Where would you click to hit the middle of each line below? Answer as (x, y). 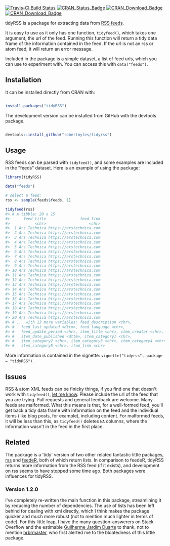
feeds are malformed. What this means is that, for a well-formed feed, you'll (84, 405)
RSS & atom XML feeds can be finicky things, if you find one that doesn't (81, 389)
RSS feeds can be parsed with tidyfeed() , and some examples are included (84, 162)
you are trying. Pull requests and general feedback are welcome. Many (79, 399)
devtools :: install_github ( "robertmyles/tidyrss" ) (59, 135)
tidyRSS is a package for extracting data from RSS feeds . (65, 23)
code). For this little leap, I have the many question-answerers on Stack (79, 522)
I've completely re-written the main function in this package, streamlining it (83, 500)
